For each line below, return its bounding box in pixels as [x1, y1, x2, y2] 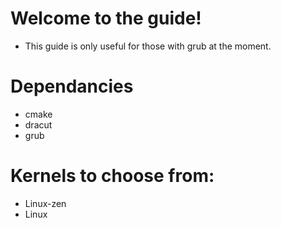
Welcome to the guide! [10, 7, 202, 30]
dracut [24, 118, 53, 131]
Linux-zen [24, 197, 67, 209]
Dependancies [10, 75, 134, 98]
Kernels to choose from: [10, 165, 215, 187]
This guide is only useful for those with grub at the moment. [24, 40, 272, 52]
